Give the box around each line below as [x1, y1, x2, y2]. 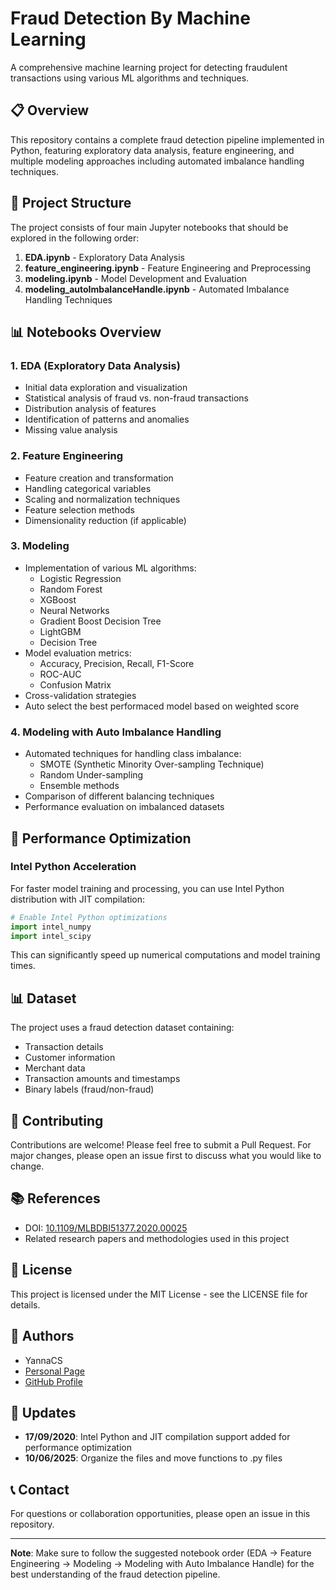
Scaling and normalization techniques [24, 493, 181, 505]
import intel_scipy [10, 931, 92, 941]
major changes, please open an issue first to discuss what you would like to [10, 1150, 322, 1162]
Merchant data [24, 1062, 86, 1074]
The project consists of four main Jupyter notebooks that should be [10, 221, 289, 233]
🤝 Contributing [10, 1112, 104, 1129]
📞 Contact [10, 1481, 70, 1498]
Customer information [24, 1052, 116, 1064]
